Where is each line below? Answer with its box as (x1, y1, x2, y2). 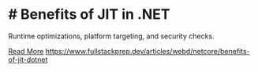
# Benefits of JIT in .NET (8, 5, 170, 23)
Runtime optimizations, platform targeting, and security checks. (8, 31, 215, 41)
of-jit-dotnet (8, 55, 48, 64)
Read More (8, 46, 44, 56)
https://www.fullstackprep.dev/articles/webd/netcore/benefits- (45, 46, 250, 56)
